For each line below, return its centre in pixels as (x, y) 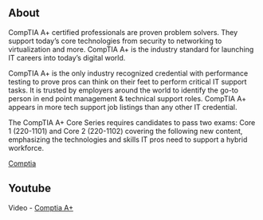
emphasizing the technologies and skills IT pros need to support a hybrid (128, 139)
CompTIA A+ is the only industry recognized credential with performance (128, 73)
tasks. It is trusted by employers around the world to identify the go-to (124, 90)
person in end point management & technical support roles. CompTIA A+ (128, 98)
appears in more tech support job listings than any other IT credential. (123, 107)
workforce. (26, 147)
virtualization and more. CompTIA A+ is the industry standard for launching (131, 49)
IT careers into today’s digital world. (67, 57)
